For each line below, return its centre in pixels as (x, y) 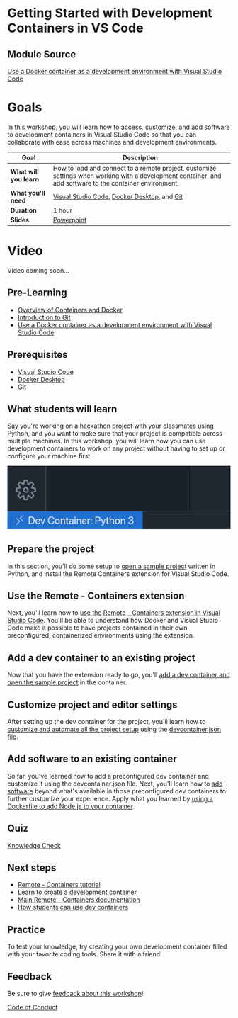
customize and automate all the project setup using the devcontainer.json (114, 729)
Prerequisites (38, 355)
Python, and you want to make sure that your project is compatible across (115, 434)
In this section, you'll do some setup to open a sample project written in (112, 566)
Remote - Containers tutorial (59, 885)
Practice (26, 929)
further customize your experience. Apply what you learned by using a (110, 798)
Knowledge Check (34, 845)
